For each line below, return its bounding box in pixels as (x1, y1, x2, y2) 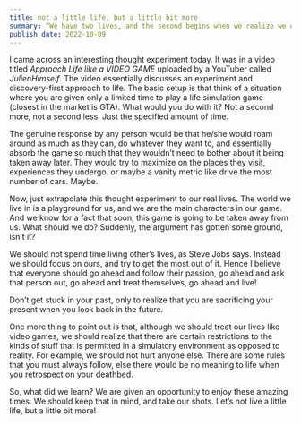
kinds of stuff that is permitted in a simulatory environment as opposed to (9, 341, 280, 352)
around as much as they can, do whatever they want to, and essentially (9, 138, 272, 149)
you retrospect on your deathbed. (9, 369, 134, 380)
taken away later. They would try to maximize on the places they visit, (9, 157, 266, 168)
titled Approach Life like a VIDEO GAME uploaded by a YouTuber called (9, 64, 271, 74)
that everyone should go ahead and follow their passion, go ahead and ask (9, 268, 285, 278)
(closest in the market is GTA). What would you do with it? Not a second (9, 102, 274, 113)
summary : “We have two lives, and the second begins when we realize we (9, 21, 287, 30)
